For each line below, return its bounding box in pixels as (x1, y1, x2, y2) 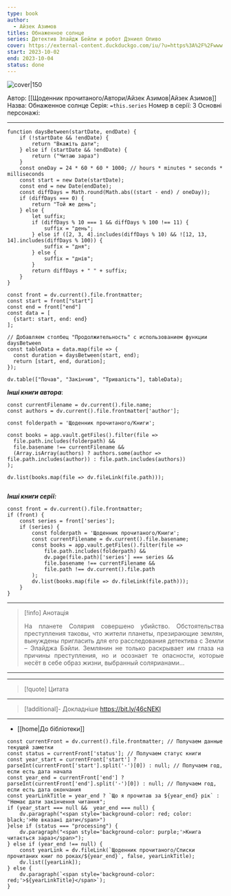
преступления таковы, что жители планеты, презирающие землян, (23, 629, 224, 637)
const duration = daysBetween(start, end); (13, 351, 140, 359)
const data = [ (7, 309, 51, 316)
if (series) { (19, 523, 60, 530)
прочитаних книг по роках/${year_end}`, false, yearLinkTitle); (7, 853, 195, 859)
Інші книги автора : (7, 388, 64, 396)
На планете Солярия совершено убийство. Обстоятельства (23, 622, 224, 630)
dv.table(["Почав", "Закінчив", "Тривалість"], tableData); (7, 376, 184, 383)
